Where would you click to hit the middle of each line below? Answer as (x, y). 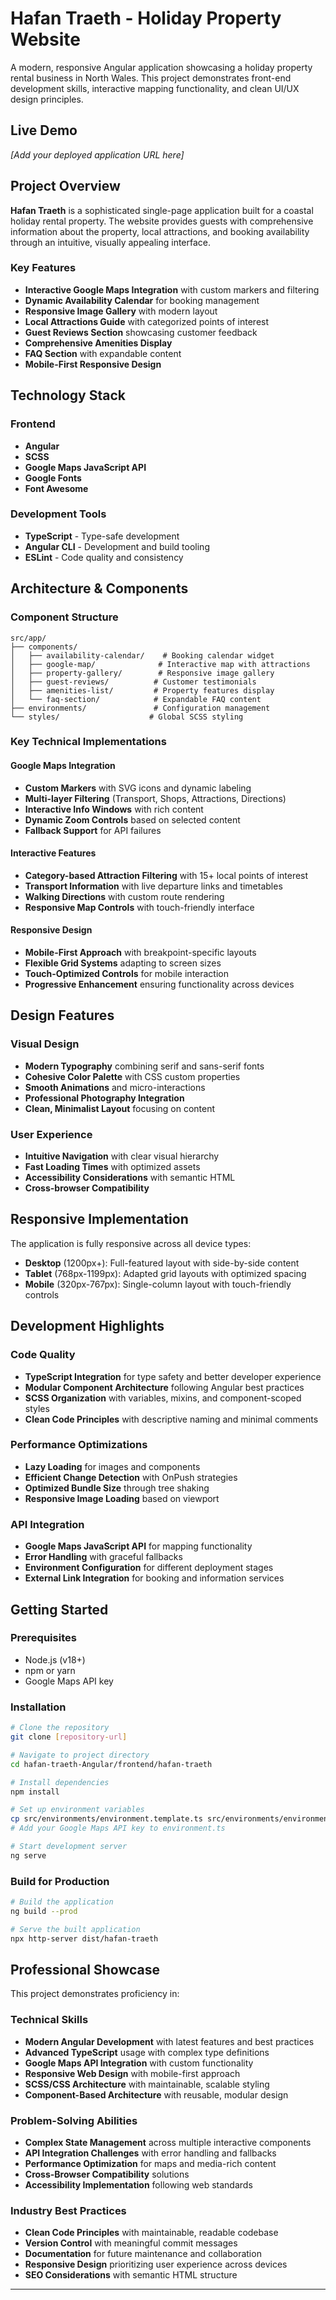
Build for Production (60, 1881)
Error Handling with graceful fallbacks (103, 1557)
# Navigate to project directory (80, 1755)
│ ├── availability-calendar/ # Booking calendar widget (142, 655)
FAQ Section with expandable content (103, 353)
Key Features (43, 268)
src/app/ (28, 638)
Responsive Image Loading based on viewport (122, 1498)
